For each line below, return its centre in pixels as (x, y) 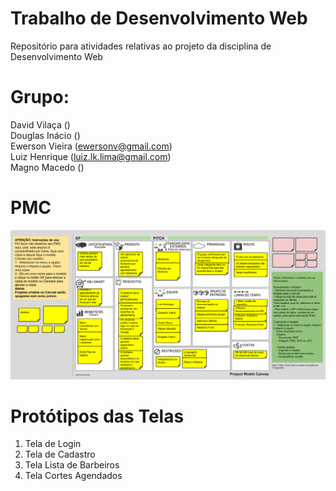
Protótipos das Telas (97, 416)
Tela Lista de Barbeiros (72, 465)
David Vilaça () (40, 124)
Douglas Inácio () (45, 135)
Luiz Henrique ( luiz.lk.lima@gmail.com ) (91, 156)
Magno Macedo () (47, 167)
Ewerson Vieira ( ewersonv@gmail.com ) (91, 146)
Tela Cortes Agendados (73, 476)
